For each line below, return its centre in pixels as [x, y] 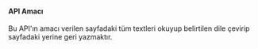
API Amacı [26, 11]
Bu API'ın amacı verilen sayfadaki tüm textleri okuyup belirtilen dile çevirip [129, 28]
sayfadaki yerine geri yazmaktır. [60, 37]
